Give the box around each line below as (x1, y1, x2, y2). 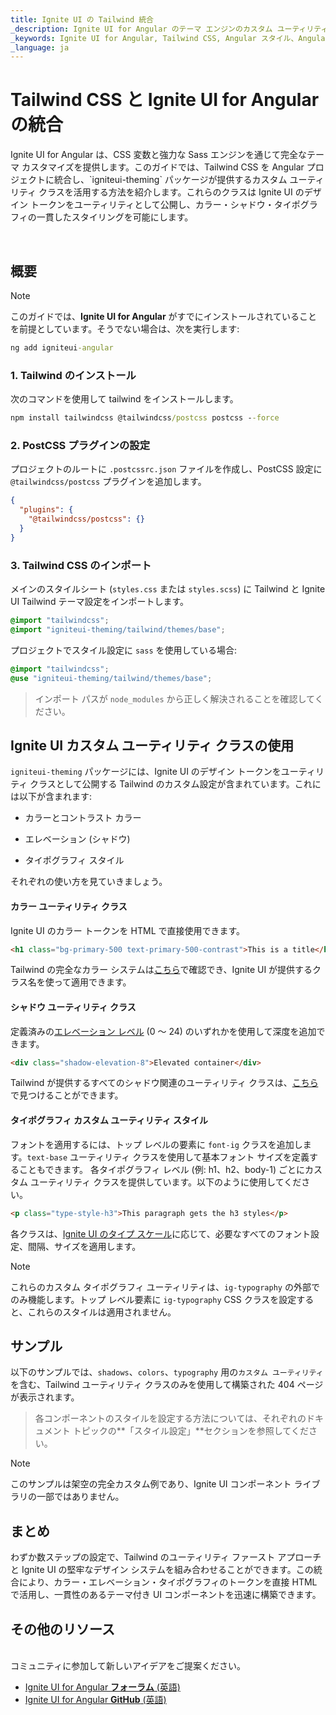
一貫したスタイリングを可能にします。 (36, 211, 194, 223)
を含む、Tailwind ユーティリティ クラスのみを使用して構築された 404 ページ (10, 1379, 324, 1391)
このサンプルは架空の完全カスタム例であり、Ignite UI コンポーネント (10, 1478, 292, 1490)
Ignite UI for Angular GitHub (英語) (24, 1694, 167, 1705)
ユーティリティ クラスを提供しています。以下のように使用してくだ (29, 1176, 302, 1188)
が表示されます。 (10, 1391, 80, 1403)
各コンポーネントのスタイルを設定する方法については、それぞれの (34, 1412, 307, 1425)
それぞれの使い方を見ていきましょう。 (10, 876, 168, 888)
